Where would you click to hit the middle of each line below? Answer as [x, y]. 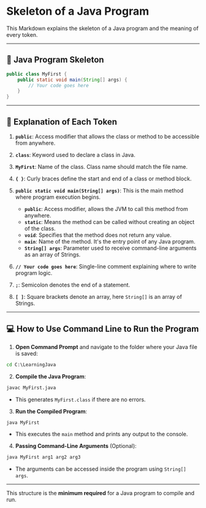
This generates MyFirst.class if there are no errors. [80, 399]
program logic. [34, 273]
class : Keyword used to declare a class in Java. [75, 155]
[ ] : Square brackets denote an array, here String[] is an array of [98, 296]
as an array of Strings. [52, 254]
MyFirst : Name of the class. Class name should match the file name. [101, 166]
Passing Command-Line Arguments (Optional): [76, 446]
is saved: [26, 353]
